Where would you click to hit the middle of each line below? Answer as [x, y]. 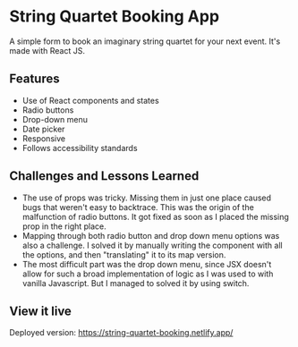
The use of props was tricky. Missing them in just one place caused [146, 198]
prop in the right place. [64, 226]
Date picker [43, 129]
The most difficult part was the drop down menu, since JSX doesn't [147, 264]
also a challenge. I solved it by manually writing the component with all [153, 245]
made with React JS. [47, 50]
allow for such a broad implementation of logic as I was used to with [148, 274]
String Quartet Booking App [115, 17]
